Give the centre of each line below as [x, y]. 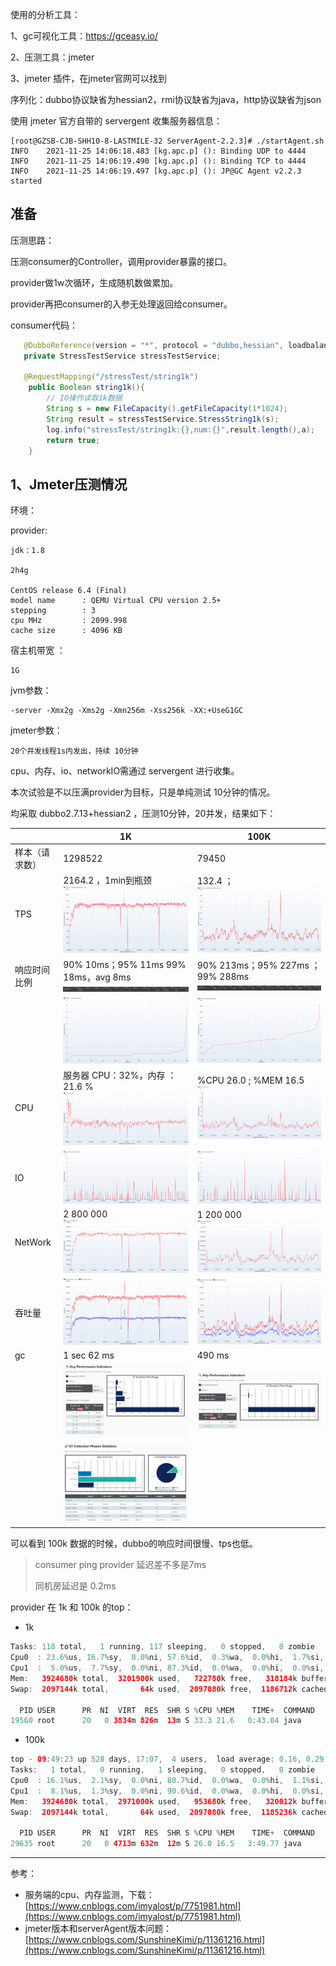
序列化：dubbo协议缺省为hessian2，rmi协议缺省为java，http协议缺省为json [166, 99]
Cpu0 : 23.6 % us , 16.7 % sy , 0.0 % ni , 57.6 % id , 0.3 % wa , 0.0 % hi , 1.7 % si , [167, 1658]
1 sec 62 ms [89, 1355]
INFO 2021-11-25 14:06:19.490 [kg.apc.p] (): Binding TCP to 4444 [158, 161]
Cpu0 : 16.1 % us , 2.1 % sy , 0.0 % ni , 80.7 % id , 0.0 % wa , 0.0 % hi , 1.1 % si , [167, 1781]
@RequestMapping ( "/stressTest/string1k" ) [111, 377]
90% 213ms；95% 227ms [253, 965]
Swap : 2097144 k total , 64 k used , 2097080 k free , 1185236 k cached [169, 1812]
